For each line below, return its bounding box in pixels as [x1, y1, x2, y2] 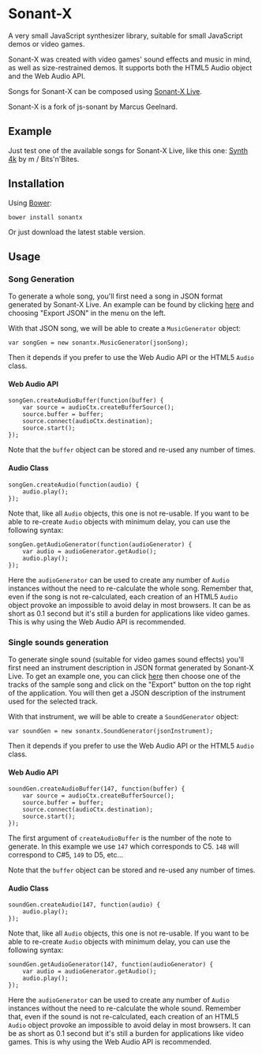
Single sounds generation [8, 636, 109, 647]
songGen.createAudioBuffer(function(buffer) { [8, 396, 164, 405]
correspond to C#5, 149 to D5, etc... [8, 850, 124, 860]
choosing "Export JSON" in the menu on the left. [8, 309, 166, 318]
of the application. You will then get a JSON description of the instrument [8, 688, 246, 697]
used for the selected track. [8, 696, 99, 706]
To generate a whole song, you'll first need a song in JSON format [8, 291, 223, 301]
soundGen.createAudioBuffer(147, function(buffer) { [8, 785, 185, 793]
